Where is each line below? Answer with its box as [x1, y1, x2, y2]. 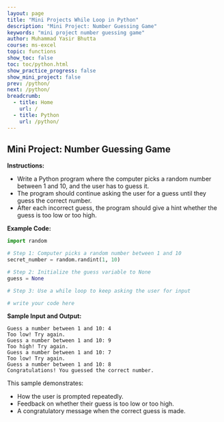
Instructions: [7, 161, 45, 170]
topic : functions [7, 49, 57, 55]
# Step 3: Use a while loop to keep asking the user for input [7, 287, 191, 294]
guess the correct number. [16, 196, 92, 205]
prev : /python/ [7, 80, 51, 87]
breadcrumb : [7, 93, 41, 100]
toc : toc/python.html [7, 61, 69, 68]
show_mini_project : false [7, 73, 81, 81]
